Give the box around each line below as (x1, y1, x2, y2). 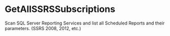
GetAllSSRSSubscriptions (5, 3, 115, 15)
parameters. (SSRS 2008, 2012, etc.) (5, 25, 82, 31)
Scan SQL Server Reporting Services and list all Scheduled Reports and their (5, 20, 165, 26)
